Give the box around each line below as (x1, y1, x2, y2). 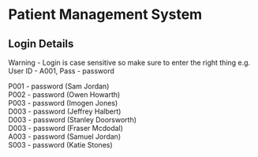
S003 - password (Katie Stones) (8, 140, 113, 149)
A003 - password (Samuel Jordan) (8, 132, 121, 141)
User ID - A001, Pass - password (8, 66, 114, 76)
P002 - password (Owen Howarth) (8, 90, 121, 99)
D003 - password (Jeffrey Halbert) (8, 107, 122, 116)
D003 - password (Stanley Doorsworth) (8, 115, 136, 124)
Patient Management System (8, 6, 203, 24)
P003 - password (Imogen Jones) (8, 99, 118, 107)
